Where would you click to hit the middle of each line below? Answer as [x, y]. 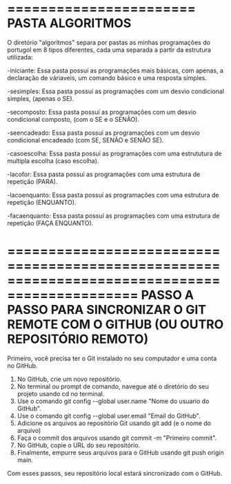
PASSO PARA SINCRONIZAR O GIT [107, 310]
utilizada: [20, 57]
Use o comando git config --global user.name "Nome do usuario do [113, 401]
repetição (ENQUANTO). [42, 202]
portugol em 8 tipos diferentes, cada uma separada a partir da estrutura [109, 50]
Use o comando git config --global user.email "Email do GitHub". [109, 416]
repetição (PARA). [32, 181]
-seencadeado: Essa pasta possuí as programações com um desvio [103, 133]
